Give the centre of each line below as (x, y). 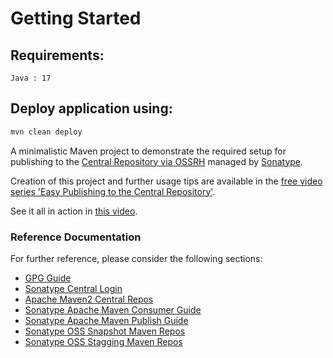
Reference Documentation (76, 237)
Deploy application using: (91, 108)
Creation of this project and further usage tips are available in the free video (166, 181)
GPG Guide (48, 278)
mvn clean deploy (46, 132)
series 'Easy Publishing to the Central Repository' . (113, 191)
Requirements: (57, 55)
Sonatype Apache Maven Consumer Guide (113, 309)
